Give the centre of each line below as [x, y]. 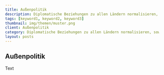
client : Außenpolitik [27, 28]
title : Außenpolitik [26, 9]
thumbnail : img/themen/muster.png [40, 23]
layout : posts [20, 37]
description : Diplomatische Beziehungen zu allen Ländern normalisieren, [82, 14]
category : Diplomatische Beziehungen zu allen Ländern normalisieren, [78, 32]
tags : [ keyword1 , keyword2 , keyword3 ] [44, 19]
